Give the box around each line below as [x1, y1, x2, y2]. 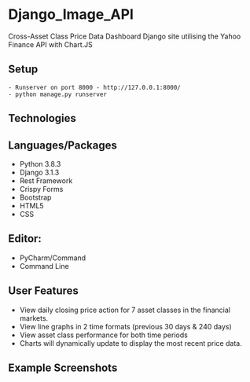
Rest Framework [19, 175, 73, 185]
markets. [19, 313, 49, 323]
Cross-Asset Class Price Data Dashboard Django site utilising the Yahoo [8, 31, 241, 41]
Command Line [19, 261, 69, 270]
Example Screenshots [8, 361, 118, 374]
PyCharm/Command [19, 253, 86, 263]
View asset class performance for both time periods [19, 330, 189, 340]
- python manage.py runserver [8, 90, 108, 98]
